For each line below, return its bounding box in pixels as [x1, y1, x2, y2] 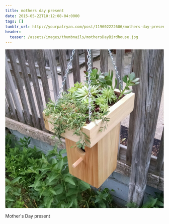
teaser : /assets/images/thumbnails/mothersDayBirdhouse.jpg [10, 35, 138, 40]
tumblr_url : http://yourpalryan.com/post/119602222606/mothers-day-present [5, 24, 167, 29]
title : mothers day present [5, 8, 64, 13]
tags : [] [5, 19, 24, 24]
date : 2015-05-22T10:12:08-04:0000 [5, 13, 80, 19]
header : [5, 29, 22, 35]
